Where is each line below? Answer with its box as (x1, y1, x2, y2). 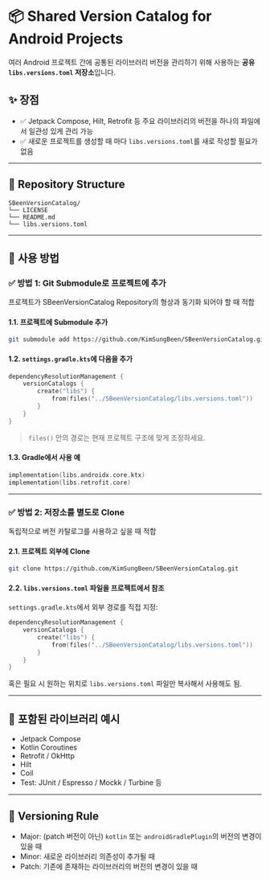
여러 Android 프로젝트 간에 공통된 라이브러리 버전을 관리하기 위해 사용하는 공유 (8, 57, 256, 67)
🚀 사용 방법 (8, 251, 60, 265)
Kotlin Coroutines (19, 742, 78, 753)
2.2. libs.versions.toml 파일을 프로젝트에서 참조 (8, 583, 165, 593)
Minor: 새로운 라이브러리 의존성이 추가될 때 (19, 851, 155, 861)
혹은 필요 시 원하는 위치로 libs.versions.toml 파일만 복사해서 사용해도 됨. (8, 679, 243, 688)
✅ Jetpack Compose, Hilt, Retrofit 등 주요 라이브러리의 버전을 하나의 (19, 116, 239, 125)
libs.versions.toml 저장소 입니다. (8, 67, 117, 77)
